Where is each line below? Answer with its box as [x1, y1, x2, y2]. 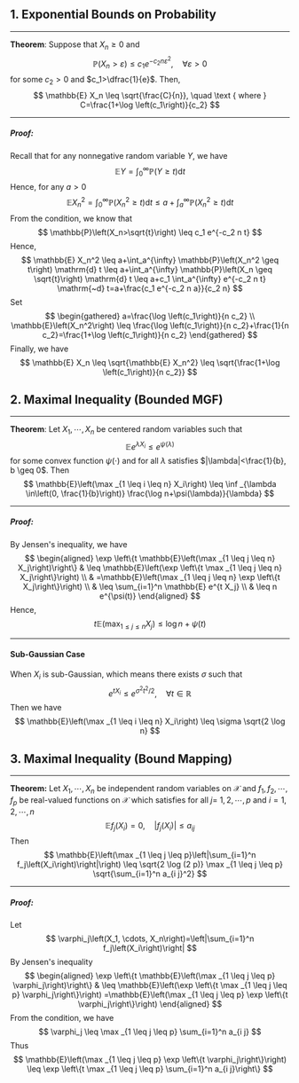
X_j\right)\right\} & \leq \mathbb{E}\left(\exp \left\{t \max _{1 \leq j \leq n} [17, 562, 283, 573]
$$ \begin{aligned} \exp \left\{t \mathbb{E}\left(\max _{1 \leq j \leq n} [24, 553, 276, 563]
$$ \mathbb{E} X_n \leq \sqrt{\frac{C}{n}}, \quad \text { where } [33, 90, 267, 100]
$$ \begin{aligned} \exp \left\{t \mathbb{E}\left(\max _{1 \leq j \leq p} [24, 970, 276, 981]
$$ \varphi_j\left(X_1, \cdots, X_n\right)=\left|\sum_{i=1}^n [45, 933, 255, 944]
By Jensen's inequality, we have [10, 538, 128, 549]
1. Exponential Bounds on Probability [10, 7, 216, 22]
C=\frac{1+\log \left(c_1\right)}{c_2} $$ [80, 99, 220, 110]
